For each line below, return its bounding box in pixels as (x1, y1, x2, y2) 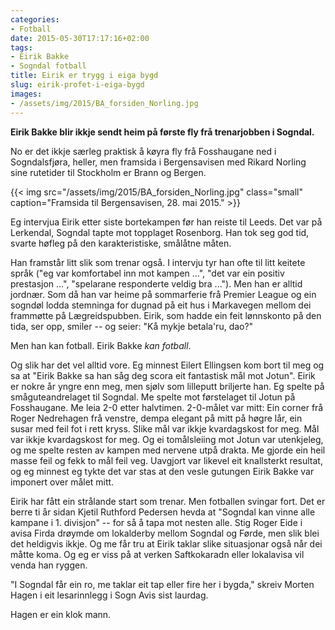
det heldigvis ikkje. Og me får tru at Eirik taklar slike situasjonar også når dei (10, 537, 323, 550)
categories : (10, 14, 60, 25)
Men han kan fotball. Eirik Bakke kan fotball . (10, 339, 192, 351)
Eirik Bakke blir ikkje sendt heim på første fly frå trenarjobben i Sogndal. (10, 126, 315, 138)
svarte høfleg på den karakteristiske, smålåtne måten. (10, 237, 232, 249)
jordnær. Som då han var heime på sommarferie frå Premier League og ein (10, 288, 317, 300)
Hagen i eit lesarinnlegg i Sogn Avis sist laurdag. (10, 589, 209, 601)
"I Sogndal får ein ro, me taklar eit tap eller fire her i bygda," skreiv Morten (10, 578, 315, 590)
